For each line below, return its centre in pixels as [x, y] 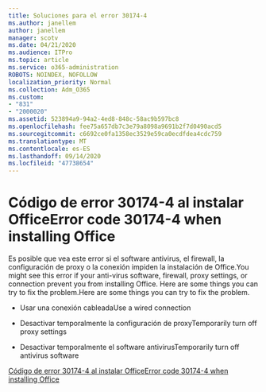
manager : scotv [33, 38]
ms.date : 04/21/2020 [42, 45]
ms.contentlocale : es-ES [49, 149]
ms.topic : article [39, 60]
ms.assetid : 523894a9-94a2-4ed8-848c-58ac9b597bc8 [94, 119]
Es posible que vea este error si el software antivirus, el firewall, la [116, 258]
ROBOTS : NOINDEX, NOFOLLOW [53, 75]
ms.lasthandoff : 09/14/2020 [55, 156]
